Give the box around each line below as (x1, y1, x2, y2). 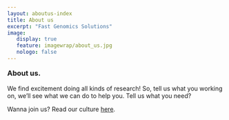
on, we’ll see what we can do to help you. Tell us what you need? (7, 91, 192, 100)
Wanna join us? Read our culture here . (7, 105, 116, 113)
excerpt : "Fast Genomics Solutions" (7, 23, 112, 30)
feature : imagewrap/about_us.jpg (16, 42, 112, 49)
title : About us (7, 17, 54, 23)
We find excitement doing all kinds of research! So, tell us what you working (7, 84, 223, 92)
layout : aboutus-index (7, 10, 72, 17)
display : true (16, 36, 57, 43)
